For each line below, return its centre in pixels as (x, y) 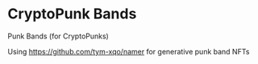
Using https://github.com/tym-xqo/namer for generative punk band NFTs (129, 51)
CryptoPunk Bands (72, 14)
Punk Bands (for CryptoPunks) (58, 36)
